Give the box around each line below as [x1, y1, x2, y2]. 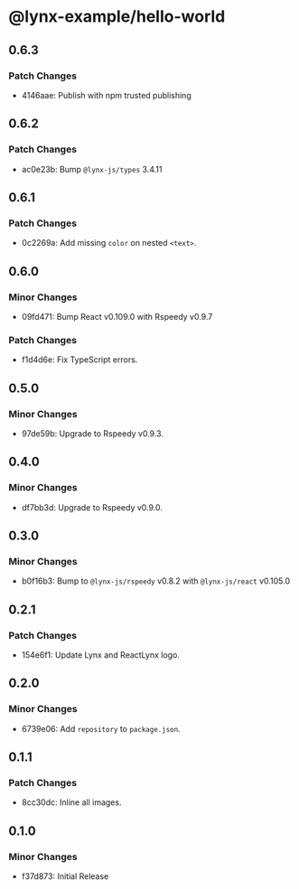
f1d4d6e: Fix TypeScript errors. [21, 354, 138, 365]
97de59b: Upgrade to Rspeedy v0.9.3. [21, 427, 164, 439]
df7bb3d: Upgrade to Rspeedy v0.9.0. [21, 501, 164, 512]
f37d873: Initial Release [21, 871, 109, 882]
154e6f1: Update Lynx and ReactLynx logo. [21, 649, 180, 660]
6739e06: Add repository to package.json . [21, 723, 182, 734]
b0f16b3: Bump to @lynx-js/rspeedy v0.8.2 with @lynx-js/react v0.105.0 [21, 576, 291, 586]
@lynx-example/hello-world [8, 6, 226, 27]
